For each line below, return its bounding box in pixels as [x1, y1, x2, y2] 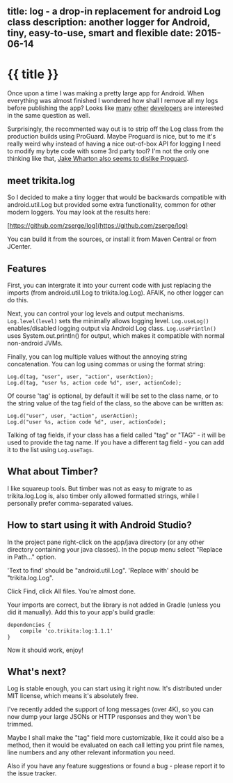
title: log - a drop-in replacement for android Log [7, 6, 221, 17]
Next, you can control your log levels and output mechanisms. [7, 309, 185, 318]
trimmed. [7, 720, 33, 729]
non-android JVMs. [7, 339, 63, 347]
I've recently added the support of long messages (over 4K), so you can [7, 705, 214, 713]
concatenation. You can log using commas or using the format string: [7, 359, 205, 368]
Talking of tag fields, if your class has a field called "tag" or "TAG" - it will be [7, 431, 226, 439]
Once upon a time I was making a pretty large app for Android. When [7, 89, 204, 98]
